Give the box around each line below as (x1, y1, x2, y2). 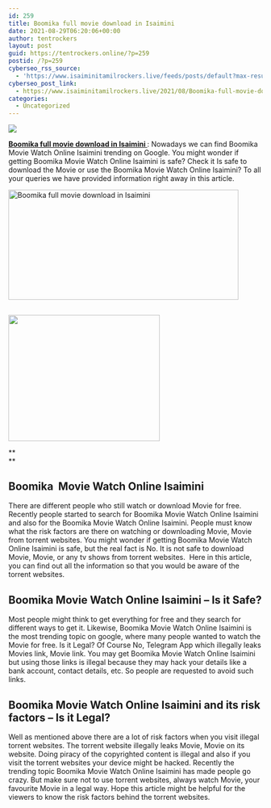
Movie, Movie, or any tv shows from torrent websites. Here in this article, (8, 553, 252, 562)
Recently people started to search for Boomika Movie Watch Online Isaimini (8, 510, 259, 520)
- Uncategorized (15, 102, 70, 110)
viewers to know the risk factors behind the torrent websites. (8, 792, 211, 802)
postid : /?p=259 (8, 57, 63, 65)
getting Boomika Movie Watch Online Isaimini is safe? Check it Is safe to (8, 157, 248, 166)
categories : (8, 95, 48, 103)
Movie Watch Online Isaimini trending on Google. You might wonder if (8, 148, 240, 158)
